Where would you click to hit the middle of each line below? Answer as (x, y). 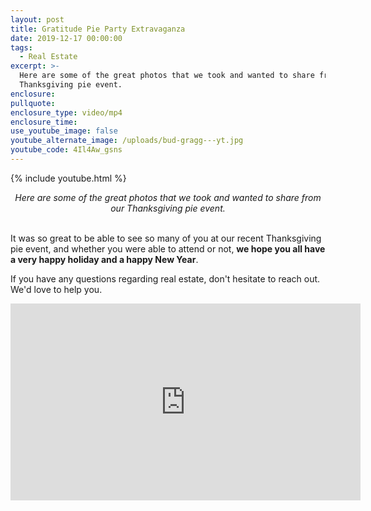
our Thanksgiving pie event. (168, 208)
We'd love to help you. (56, 289)
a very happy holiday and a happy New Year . (104, 259)
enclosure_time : (44, 122)
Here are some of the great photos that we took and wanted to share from (168, 197)
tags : (21, 47)
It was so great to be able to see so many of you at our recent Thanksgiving (166, 238)
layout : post (37, 19)
